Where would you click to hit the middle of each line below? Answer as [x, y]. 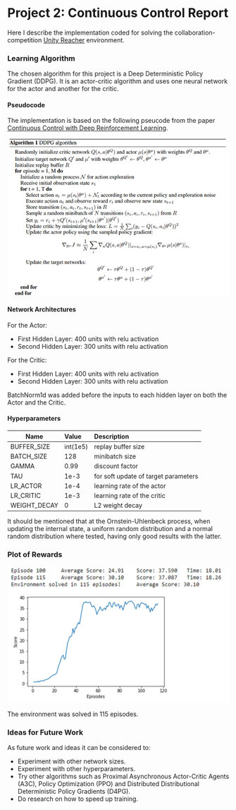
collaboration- [195, 32]
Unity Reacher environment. [84, 40]
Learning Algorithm [41, 58]
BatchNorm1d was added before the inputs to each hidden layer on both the [117, 395]
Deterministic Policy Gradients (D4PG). [74, 791]
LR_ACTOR [26, 486]
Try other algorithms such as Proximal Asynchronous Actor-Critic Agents [123, 776]
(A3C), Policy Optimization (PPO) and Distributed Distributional [108, 784]
